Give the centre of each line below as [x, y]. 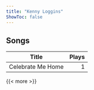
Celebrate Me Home [36, 67]
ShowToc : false [24, 17]
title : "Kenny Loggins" [35, 11]
